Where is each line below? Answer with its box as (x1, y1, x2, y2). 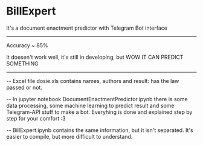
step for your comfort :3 (6, 114, 66, 122)
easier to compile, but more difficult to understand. (6, 133, 133, 140)
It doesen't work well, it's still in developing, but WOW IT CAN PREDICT (6, 53, 184, 61)
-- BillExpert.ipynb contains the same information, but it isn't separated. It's (6, 126, 193, 134)
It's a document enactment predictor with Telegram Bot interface (6, 24, 168, 32)
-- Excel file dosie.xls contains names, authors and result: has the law (6, 77, 179, 84)
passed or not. (6, 84, 42, 91)
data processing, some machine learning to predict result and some (6, 102, 175, 109)
